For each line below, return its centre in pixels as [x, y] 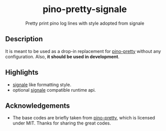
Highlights [22, 72]
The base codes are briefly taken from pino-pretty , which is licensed [84, 118]
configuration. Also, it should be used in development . [62, 56]
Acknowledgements [38, 106]
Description [24, 39]
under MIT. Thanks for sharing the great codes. [62, 123]
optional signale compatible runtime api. [54, 90]
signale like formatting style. [42, 85]
